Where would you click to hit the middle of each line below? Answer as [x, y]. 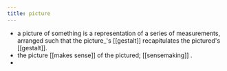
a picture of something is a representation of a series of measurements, [119, 33]
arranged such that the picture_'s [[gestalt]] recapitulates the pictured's [119, 40]
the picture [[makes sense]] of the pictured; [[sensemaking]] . [105, 55]
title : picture [29, 13]
